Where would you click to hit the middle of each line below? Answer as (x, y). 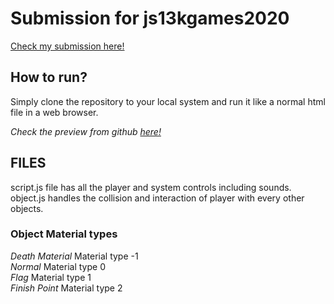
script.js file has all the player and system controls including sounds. (151, 187)
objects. (27, 208)
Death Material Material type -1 (74, 256)
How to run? (49, 77)
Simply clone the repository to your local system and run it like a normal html (168, 101)
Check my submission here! (67, 46)
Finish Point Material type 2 (66, 288)
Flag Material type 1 (51, 277)
